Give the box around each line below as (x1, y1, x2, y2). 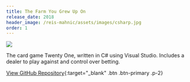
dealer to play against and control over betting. (6, 58, 120, 65)
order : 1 (6, 25, 28, 31)
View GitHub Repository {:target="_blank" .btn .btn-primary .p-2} (6, 70, 163, 77)
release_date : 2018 (6, 14, 54, 20)
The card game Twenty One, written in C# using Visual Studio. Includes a (6, 52, 185, 59)
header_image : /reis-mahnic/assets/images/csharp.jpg (6, 19, 142, 25)
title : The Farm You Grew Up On (6, 8, 86, 15)
